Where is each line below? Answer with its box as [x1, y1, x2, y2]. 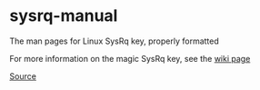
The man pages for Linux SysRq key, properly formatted [9, 35, 220, 46]
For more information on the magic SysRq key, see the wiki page [9, 53, 251, 64]
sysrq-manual [9, 5, 118, 26]
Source [9, 70, 36, 82]
